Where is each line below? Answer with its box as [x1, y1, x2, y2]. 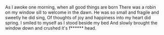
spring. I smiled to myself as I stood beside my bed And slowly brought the [5, 20, 158, 26]
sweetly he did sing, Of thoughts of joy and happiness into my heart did [5, 15, 151, 20]
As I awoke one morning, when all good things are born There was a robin [5, 4, 156, 10]
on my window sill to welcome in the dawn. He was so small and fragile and [5, 9, 160, 15]
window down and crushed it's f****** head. [5, 25, 97, 31]
